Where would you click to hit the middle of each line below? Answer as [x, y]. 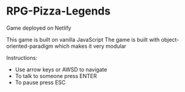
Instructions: [22, 57]
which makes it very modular [90, 46]
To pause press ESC [40, 82]
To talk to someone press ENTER [56, 76]
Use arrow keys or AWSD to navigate [61, 69]
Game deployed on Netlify [39, 28]
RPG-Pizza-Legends [58, 11]
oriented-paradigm [30, 46]
